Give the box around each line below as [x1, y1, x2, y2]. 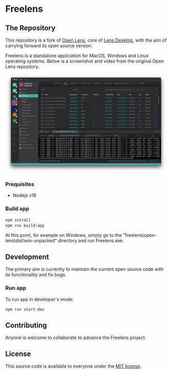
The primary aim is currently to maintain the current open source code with [5, 266, 164, 272]
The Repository [5, 24, 56, 32]
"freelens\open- [122, 232, 157, 238]
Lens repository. [5, 64, 40, 69]
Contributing [5, 321, 47, 329]
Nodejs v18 [12, 192, 37, 198]
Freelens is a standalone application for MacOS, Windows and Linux [5, 52, 149, 59]
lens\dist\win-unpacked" [5, 237, 57, 244]
